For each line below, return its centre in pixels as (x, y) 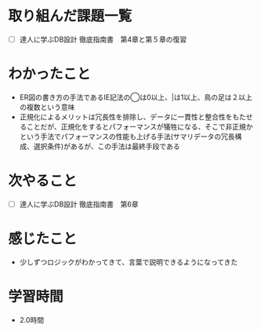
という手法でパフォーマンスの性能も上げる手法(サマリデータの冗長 (127, 136)
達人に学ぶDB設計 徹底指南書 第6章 (79, 204)
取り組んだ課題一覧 (70, 16)
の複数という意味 (47, 107)
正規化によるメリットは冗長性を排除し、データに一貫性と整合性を (126, 117)
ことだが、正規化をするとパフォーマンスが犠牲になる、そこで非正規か (140, 126)
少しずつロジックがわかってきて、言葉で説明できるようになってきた (129, 262)
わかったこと (50, 74)
